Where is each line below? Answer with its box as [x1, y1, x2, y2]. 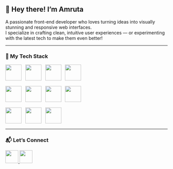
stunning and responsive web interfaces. [5, 24, 92, 30]
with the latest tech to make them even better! [5, 35, 103, 41]
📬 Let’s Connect [5, 137, 49, 144]
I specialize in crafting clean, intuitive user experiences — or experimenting [5, 29, 165, 36]
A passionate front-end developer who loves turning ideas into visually [5, 18, 155, 25]
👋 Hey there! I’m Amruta [5, 5, 84, 14]
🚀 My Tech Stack [5, 52, 48, 59]
